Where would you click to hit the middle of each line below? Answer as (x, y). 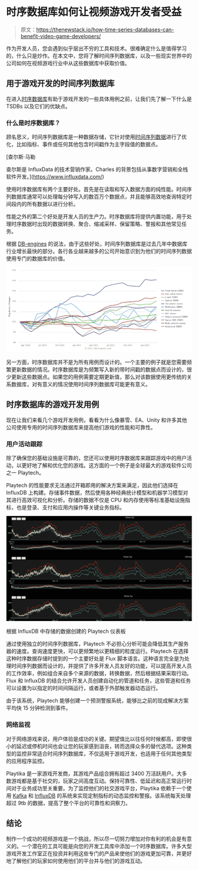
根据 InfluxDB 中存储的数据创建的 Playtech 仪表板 (66, 631)
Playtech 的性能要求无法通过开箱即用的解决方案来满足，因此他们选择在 (92, 485)
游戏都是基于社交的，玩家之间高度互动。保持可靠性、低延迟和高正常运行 (99, 781)
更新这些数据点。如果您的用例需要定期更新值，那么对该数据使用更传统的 (99, 377)
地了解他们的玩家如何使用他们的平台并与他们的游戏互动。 (76, 861)
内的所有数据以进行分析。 (47, 204)
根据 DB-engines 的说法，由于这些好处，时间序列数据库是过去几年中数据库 (97, 244)
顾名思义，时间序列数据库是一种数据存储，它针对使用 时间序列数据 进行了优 (96, 137)
